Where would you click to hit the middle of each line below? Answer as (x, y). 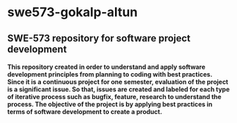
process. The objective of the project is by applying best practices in (110, 104)
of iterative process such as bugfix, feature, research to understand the (115, 97)
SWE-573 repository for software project (99, 38)
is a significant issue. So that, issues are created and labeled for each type (119, 89)
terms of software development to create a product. (85, 112)
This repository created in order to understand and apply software (107, 67)
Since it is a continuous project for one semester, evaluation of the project (118, 82)
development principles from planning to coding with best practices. (110, 75)
